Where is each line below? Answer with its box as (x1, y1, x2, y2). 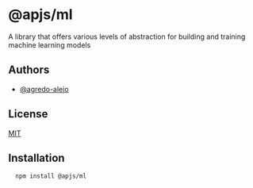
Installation (8, 151, 65, 164)
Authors (8, 63, 50, 77)
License (8, 107, 48, 121)
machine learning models (8, 40, 91, 49)
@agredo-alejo (19, 84, 69, 94)
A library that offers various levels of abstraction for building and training (8, 32, 246, 41)
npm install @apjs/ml (15, 172, 87, 180)
